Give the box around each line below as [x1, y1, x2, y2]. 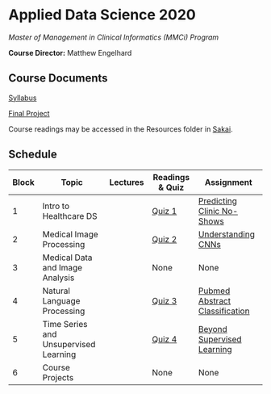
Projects [42, 371, 74, 383]
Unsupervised [42, 338, 96, 350]
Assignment [204, 176, 252, 187]
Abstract [198, 295, 231, 306]
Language [42, 295, 81, 306]
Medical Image [42, 228, 98, 240]
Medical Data [42, 252, 93, 263]
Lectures [109, 176, 144, 187]
